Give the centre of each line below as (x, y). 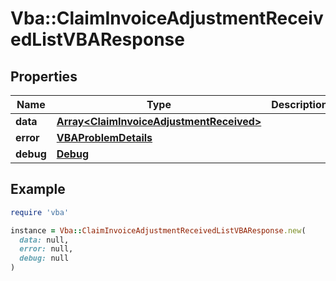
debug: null (44, 258)
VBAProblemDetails (104, 137)
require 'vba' (40, 212)
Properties (44, 76)
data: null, (44, 240)
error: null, (46, 249)
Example (38, 189)
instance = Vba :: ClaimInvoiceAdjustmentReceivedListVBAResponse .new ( (158, 230)
